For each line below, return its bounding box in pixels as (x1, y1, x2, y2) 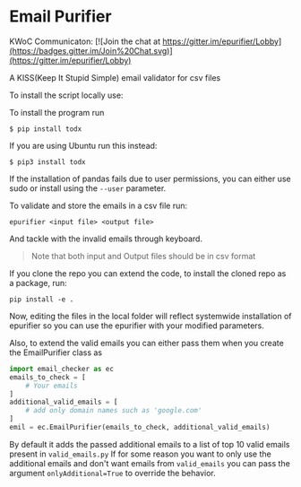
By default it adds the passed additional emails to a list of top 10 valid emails (9, 439, 290, 449)
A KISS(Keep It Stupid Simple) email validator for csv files (9, 72, 221, 83)
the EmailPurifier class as (9, 347, 103, 358)
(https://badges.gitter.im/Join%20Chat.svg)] (9, 45, 173, 56)
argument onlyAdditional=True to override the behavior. (9, 467, 217, 478)
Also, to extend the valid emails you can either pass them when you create (9, 337, 284, 348)
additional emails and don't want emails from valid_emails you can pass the (9, 457, 291, 468)
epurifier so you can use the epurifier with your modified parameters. (9, 320, 264, 331)
